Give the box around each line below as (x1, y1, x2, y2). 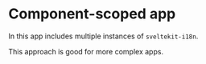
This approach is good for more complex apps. (8, 46, 163, 56)
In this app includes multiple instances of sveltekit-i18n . (8, 31, 199, 41)
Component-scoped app (8, 5, 176, 23)
